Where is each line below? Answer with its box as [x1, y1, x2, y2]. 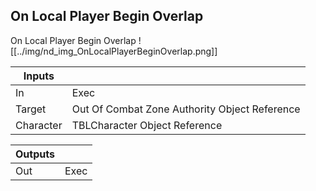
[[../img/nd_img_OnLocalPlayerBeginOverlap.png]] [10, 45, 218, 57]
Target [15, 102, 47, 116]
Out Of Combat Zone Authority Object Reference [71, 102, 301, 116]
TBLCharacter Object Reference [71, 118, 223, 132]
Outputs [15, 147, 55, 161]
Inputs [23, 69, 55, 83]
